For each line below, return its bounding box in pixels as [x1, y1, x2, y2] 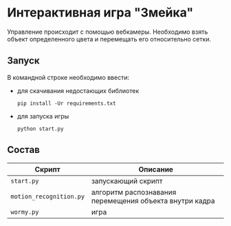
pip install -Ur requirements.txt [16, 100, 116, 107]
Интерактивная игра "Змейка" [7, 5, 194, 21]
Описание [138, 164, 174, 174]
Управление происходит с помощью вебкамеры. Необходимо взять [7, 28, 208, 36]
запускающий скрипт [91, 176, 163, 185]
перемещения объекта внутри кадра [91, 196, 215, 205]
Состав [7, 144, 40, 156]
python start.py [16, 125, 64, 132]
